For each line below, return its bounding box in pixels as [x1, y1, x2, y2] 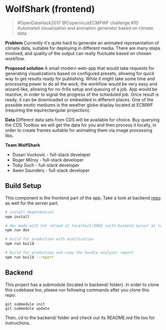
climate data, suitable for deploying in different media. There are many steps [5, 45, 161, 51]
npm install [5, 214, 30, 219]
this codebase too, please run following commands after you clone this [5, 287, 150, 292]
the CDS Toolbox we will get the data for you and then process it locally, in [5, 122, 157, 128]
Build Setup [5, 182, 41, 190]
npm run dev [5, 228, 30, 233]
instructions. [5, 320, 31, 326]
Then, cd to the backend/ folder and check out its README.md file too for [5, 315, 155, 321]
